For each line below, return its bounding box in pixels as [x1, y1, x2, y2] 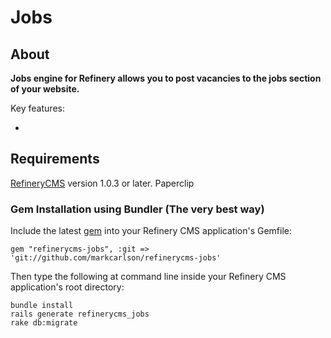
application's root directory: [10, 281, 125, 293]
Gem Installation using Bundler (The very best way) [10, 202, 265, 216]
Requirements [10, 151, 100, 168]
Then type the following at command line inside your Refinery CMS [10, 271, 287, 283]
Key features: [10, 102, 65, 114]
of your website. [10, 83, 80, 95]
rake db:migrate [10, 318, 78, 328]
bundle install [10, 301, 74, 311]
